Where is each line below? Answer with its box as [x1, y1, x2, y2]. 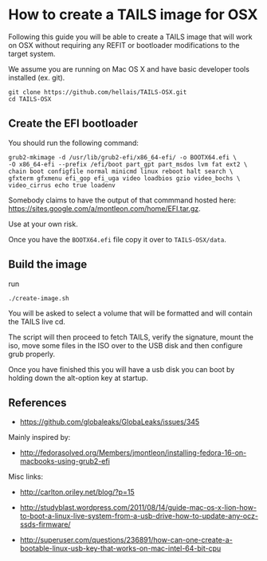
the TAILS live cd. [8, 316, 66, 326]
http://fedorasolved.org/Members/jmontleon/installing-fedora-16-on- [19, 448, 247, 457]
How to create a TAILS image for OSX [8, 6, 258, 24]
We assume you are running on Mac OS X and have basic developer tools [8, 64, 249, 73]
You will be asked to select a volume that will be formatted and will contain [8, 308, 253, 318]
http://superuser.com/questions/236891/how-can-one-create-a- [19, 535, 233, 545]
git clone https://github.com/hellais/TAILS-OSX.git [8, 88, 187, 96]
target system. [8, 49, 56, 58]
